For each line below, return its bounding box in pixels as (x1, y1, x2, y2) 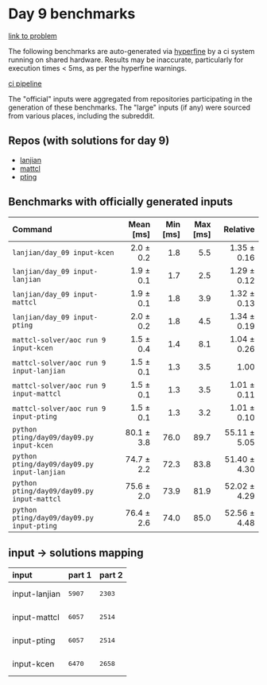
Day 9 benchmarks (8, 5, 136, 23)
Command (12, 223, 53, 234)
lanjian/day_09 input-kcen (12, 248, 114, 257)
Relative (223, 223, 255, 234)
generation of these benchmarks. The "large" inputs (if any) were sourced (8, 103, 251, 112)
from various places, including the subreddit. (8, 110, 155, 120)
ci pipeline (8, 79, 42, 88)
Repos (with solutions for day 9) (8, 134, 170, 148)
